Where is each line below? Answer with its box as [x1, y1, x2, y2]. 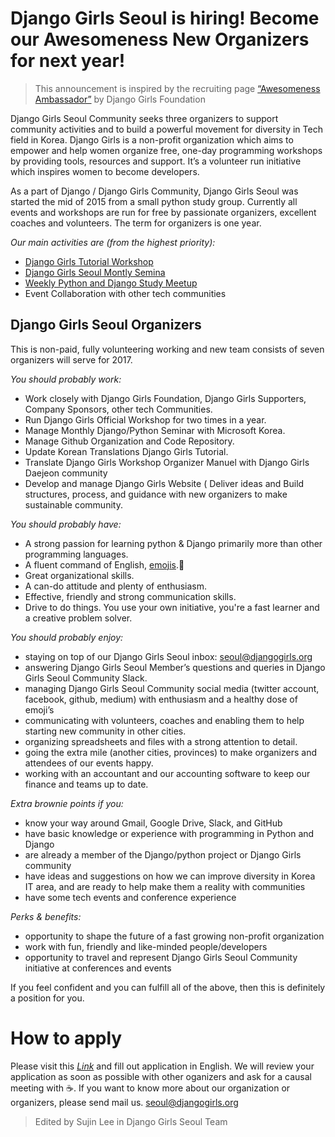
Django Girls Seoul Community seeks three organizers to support [10, 112, 279, 124]
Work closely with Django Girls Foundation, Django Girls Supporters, [24, 392, 307, 404]
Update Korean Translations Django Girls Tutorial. [24, 445, 229, 457]
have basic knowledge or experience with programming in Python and [24, 827, 315, 839]
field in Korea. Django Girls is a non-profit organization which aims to [10, 133, 294, 146]
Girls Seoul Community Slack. [24, 672, 148, 684]
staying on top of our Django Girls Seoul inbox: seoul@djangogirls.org [24, 650, 313, 662]
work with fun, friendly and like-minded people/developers [24, 940, 268, 952]
